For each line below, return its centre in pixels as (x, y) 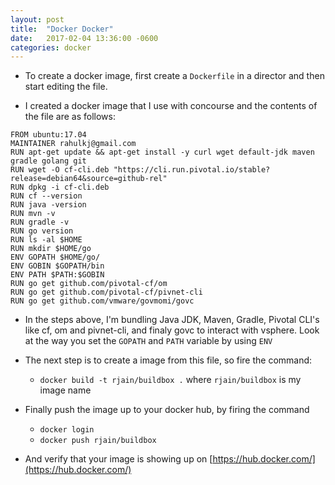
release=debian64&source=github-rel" (89, 179)
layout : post (37, 19)
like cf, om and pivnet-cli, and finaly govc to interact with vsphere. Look (172, 330)
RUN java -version (48, 205)
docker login (67, 430)
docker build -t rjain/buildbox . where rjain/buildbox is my (170, 380)
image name (65, 390)
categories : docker (51, 47)
